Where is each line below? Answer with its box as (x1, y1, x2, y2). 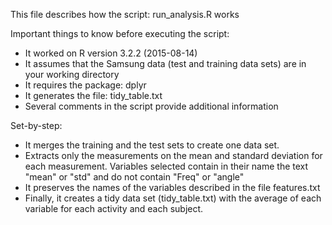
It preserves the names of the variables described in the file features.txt (24, 182, 321, 193)
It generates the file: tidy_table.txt (24, 90, 163, 101)
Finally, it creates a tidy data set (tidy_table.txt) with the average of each (24, 192, 322, 204)
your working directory (24, 69, 120, 80)
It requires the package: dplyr (24, 79, 147, 91)
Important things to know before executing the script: (10, 28, 230, 39)
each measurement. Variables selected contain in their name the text (24, 160, 309, 172)
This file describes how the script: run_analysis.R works (10, 9, 240, 20)
